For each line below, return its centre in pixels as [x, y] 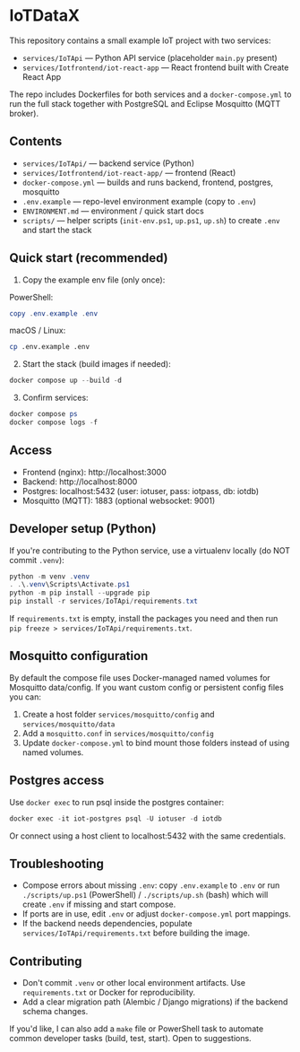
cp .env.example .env [50, 347]
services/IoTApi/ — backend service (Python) [108, 163]
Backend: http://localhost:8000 [80, 482]
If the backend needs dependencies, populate [107, 924]
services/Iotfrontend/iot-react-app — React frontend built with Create [155, 67]
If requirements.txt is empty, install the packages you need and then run [144, 619]
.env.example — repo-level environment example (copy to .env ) [139, 201]
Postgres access [57, 781]
